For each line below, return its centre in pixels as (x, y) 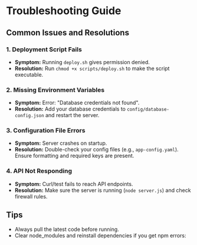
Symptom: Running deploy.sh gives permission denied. (82, 62)
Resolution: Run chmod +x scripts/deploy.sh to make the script (92, 68)
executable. (29, 74)
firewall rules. (31, 196)
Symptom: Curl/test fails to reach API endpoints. (74, 184)
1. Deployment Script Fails (44, 49)
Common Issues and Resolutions (68, 33)
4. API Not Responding (39, 171)
